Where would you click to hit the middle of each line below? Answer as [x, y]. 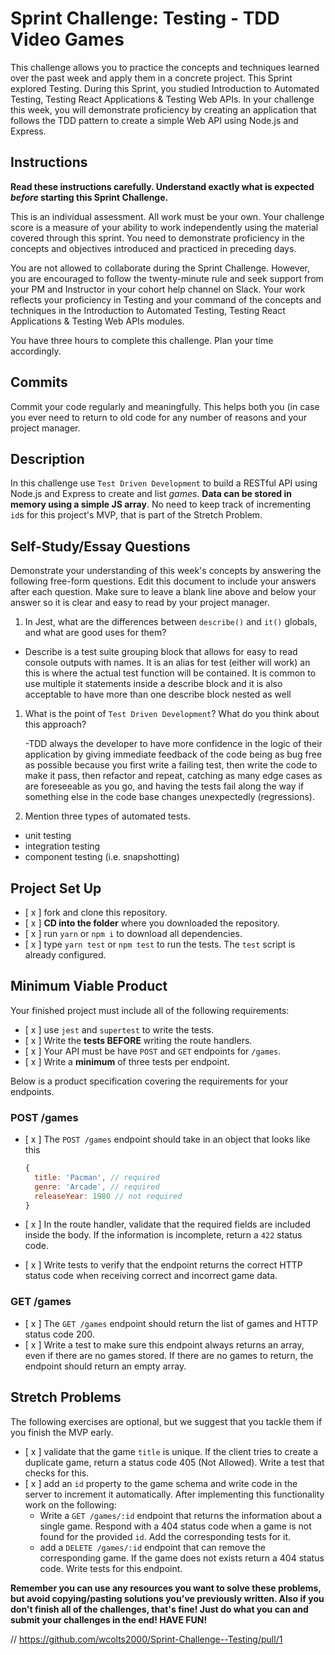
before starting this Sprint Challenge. [89, 197]
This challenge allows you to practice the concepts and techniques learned [165, 67]
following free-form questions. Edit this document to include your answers [163, 581]
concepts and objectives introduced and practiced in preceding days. [153, 248]
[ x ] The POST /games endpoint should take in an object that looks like [167, 1139]
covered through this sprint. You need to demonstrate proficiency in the [157, 238]
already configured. [65, 955]
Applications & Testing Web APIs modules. [97, 321]
